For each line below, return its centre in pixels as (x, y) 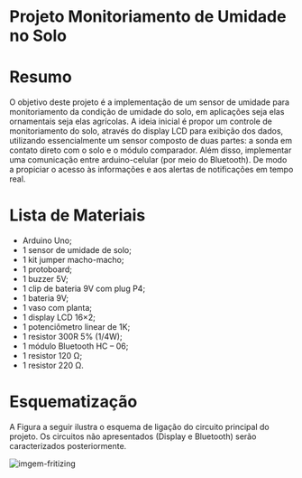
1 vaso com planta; (57, 308)
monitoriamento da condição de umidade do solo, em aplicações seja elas (147, 112)
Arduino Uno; (47, 240)
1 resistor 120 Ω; (52, 356)
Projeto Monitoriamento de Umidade (148, 17)
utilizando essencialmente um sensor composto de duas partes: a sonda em (151, 141)
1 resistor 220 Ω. (53, 366)
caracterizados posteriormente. (68, 446)
